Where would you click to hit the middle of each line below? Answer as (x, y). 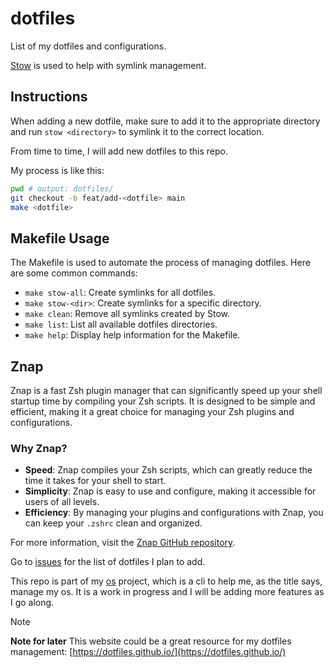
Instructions (49, 97)
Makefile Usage (60, 238)
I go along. (32, 603)
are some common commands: (74, 273)
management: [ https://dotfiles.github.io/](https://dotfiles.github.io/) (148, 652)
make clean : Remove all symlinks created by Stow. (127, 314)
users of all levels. (62, 502)
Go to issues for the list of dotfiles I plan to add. (108, 562)
